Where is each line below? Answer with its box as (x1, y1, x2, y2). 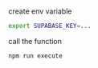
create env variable (8, 6, 72, 16)
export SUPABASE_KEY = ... (8, 22, 92, 30)
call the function (8, 37, 63, 46)
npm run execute (8, 52, 63, 60)
